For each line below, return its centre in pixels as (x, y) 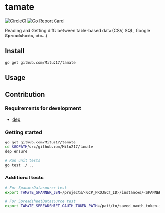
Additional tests (25, 177)
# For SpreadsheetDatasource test (41, 201)
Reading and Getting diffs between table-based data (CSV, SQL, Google (78, 30)
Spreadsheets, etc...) (26, 35)
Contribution (25, 94)
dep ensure (16, 151)
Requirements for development (43, 108)
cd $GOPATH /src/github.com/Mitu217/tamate (49, 147)
